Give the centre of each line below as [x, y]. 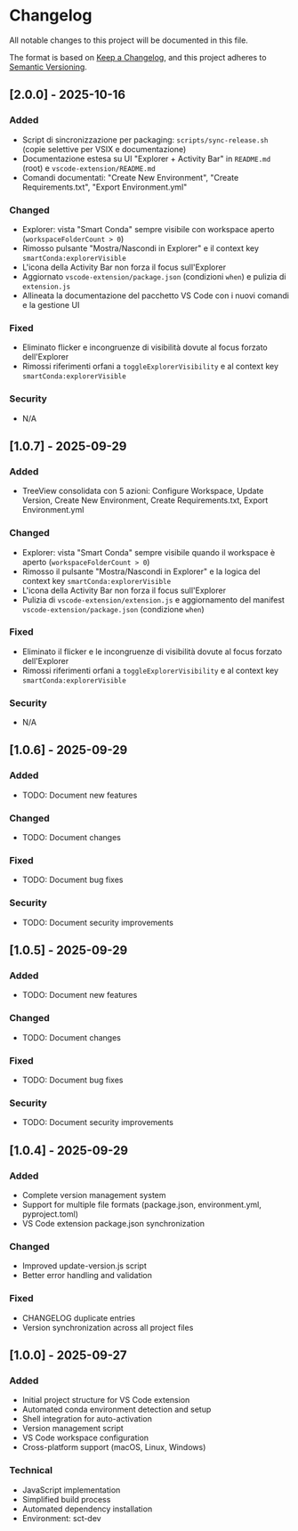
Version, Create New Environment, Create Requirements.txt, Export [145, 500]
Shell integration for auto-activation [87, 1419]
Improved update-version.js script [84, 1266]
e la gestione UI [51, 304]
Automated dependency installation [87, 1509]
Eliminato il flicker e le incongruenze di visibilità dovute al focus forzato [152, 652]
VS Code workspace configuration [85, 1438]
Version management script [73, 1429]
